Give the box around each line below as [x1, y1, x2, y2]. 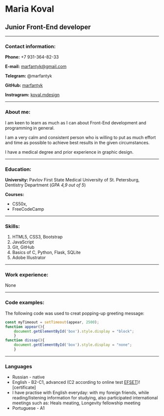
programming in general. [5, 125, 55, 131]
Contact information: [5, 43, 56, 50]
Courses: [5, 191, 24, 197]
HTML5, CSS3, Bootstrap [12, 234, 63, 240]
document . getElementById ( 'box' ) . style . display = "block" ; [14, 329, 134, 334]
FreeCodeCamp [12, 206, 44, 212]
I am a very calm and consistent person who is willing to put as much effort [5, 134, 156, 140]
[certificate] [12, 384, 36, 391]
